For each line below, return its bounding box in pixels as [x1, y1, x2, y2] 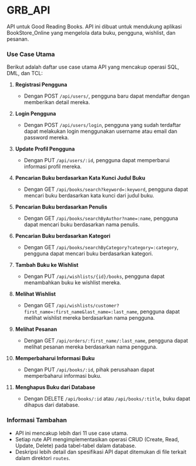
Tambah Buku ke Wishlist [15, 262, 79, 269]
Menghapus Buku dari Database [15, 384, 96, 391]
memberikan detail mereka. [23, 99, 90, 106]
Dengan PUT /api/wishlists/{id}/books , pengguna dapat [23, 273, 165, 280]
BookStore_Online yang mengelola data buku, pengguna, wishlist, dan [6, 29, 175, 36]
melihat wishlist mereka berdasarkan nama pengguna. [23, 314, 155, 321]
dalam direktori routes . [15, 454, 71, 461]
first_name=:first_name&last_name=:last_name [23, 309, 137, 315]
